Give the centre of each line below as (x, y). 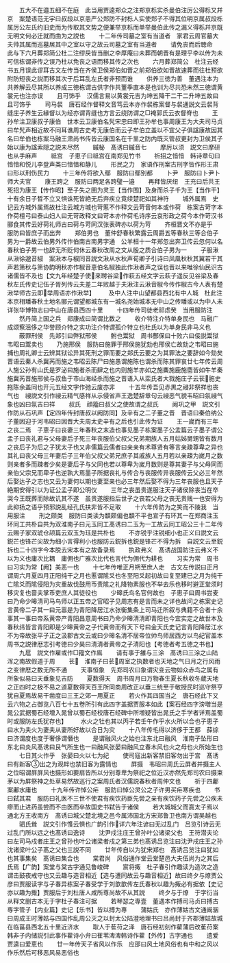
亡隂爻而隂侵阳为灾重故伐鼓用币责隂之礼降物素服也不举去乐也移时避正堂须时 (115, 584)
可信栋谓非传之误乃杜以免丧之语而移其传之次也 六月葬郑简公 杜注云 (110, 61)
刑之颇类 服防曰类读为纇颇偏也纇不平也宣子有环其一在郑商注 (126, 515)
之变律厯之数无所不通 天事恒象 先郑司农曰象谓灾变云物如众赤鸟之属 (110, 670)
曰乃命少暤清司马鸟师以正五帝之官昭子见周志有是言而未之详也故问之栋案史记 (115, 601)
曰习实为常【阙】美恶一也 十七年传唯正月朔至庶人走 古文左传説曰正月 (113, 567)
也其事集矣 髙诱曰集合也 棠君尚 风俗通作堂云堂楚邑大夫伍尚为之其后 (113, 858)
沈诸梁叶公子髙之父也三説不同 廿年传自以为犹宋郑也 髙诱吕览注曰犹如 (113, 850)
